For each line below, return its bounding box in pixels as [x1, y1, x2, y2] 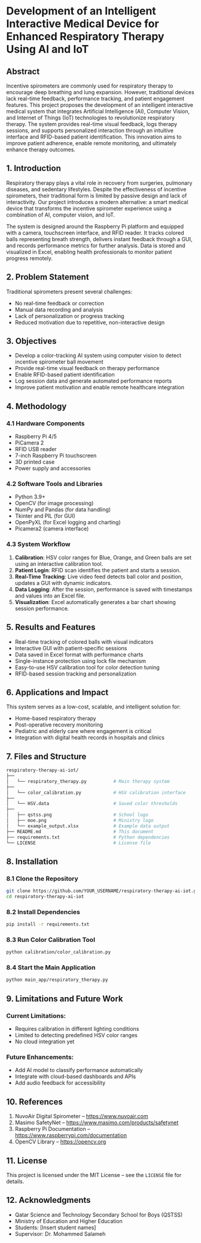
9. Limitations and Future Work [6, 993, 123, 1004]
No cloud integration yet [14, 1038, 75, 1045]
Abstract [6, 66, 40, 76]
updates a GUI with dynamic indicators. [14, 579, 112, 586]
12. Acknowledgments [6, 1195, 91, 1205]
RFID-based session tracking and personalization [14, 670, 136, 677]
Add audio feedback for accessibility [14, 1079, 106, 1086]
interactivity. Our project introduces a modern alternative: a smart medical [6, 198, 188, 205]
